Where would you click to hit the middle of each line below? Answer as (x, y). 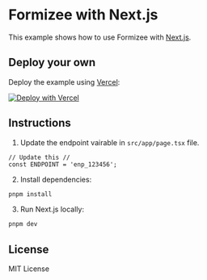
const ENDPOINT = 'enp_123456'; (63, 164)
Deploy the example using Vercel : (64, 81)
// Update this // (39, 157)
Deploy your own (52, 63)
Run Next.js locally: (52, 209)
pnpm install (30, 194)
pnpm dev (23, 224)
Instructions (40, 123)
